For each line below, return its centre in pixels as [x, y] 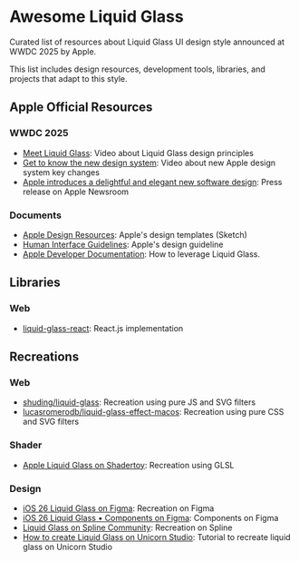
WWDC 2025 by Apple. [53, 51]
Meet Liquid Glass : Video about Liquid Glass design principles [138, 153]
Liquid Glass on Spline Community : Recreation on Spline [127, 527]
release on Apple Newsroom [76, 192]
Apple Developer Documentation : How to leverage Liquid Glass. [141, 254]
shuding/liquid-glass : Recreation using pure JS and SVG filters [139, 402]
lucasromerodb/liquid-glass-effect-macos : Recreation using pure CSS [153, 412]
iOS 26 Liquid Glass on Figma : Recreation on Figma [118, 508]
